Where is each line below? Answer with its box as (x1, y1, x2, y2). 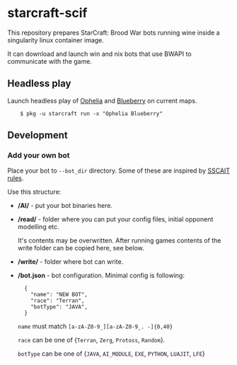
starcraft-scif (7, 5, 88, 21)
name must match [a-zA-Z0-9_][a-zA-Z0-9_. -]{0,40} (17, 322, 173, 330)
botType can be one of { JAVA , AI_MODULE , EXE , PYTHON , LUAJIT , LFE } (17, 349, 205, 358)
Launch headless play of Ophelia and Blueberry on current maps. (7, 96, 197, 105)
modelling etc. (17, 223, 59, 231)
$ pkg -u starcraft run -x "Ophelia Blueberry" (20, 110, 163, 117)
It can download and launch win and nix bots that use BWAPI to (7, 50, 192, 58)
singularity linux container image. (7, 35, 105, 44)
